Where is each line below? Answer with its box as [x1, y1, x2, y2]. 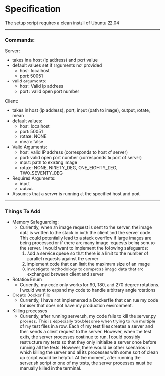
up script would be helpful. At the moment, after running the [19, 354, 141, 360]
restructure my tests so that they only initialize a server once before [19, 339, 157, 345]
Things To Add [5, 208, 41, 215]
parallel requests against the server [27, 255, 99, 261]
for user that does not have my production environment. [19, 302, 133, 308]
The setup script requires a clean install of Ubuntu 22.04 [5, 20, 119, 26]
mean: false [19, 139, 44, 145]
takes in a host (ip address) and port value [12, 57, 98, 63]
